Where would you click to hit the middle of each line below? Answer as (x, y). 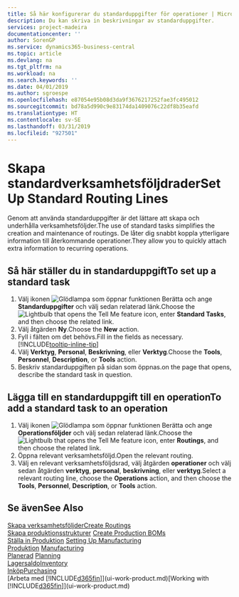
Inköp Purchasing (32, 571)
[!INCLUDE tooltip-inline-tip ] (58, 344)
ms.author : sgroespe (38, 93)
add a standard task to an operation (88, 408)
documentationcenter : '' (44, 34)
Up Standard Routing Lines (88, 198)
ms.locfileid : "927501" (43, 133)
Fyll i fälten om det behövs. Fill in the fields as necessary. (100, 337)
